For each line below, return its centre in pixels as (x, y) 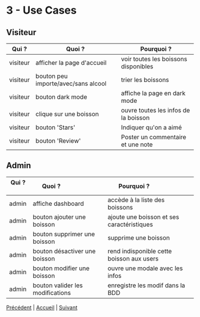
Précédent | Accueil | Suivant (42, 307)
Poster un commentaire (154, 137)
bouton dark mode (61, 97)
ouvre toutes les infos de (156, 110)
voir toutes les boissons (154, 59)
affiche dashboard (58, 203)
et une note (137, 145)
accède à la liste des (136, 200)
